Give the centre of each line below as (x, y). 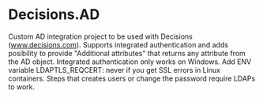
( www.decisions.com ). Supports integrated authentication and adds (118, 44)
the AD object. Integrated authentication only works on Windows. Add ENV (130, 62)
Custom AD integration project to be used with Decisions (101, 36)
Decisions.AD (54, 15)
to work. (22, 87)
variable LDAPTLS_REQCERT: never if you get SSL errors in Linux (115, 70)
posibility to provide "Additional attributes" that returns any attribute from (127, 53)
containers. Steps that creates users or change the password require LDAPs (132, 78)
